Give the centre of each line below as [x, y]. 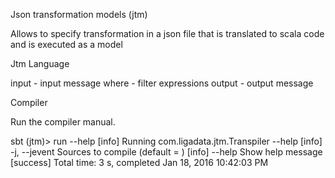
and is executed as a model [66, 44]
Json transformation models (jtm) [79, 14]
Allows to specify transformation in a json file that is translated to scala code [167, 33]
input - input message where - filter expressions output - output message [162, 83]
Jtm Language [40, 63]
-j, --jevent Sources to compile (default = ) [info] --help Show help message [166, 152]
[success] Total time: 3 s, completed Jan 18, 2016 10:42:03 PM [139, 162]
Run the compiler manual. [63, 122]
